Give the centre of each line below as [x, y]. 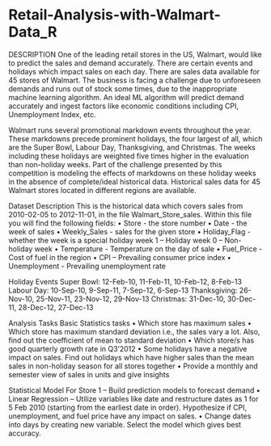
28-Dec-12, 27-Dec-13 [56, 307]
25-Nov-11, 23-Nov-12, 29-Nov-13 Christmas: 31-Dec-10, [131, 299]
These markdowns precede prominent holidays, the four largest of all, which [135, 138]
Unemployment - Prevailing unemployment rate [87, 266]
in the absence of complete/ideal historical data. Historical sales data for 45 [135, 181]
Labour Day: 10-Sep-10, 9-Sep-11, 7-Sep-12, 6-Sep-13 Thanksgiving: [123, 290]
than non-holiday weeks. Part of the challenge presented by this [115, 164]
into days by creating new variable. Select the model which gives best [125, 424]
